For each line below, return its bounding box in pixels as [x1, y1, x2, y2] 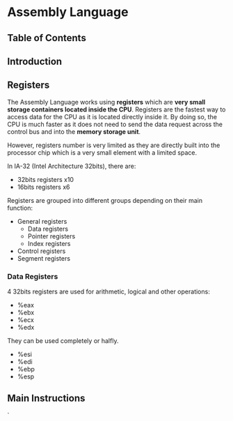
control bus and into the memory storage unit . [7, 127, 141, 136]
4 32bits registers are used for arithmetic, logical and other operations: [7, 287, 210, 296]
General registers [17, 217, 67, 225]
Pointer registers [27, 231, 76, 240]
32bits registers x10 [17, 175, 74, 183]
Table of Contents [7, 32, 87, 44]
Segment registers [17, 254, 71, 262]
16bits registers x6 [17, 183, 70, 191]
